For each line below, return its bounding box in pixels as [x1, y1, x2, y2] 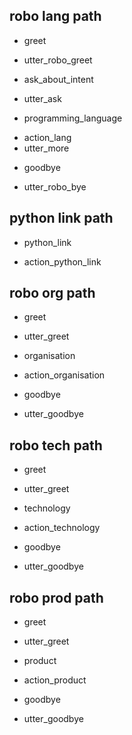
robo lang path [9, 8, 102, 25]
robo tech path [9, 437, 103, 454]
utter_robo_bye [23, 180, 87, 193]
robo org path [9, 285, 96, 302]
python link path [9, 210, 114, 227]
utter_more [23, 142, 70, 154]
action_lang [23, 131, 72, 143]
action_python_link [23, 255, 102, 268]
